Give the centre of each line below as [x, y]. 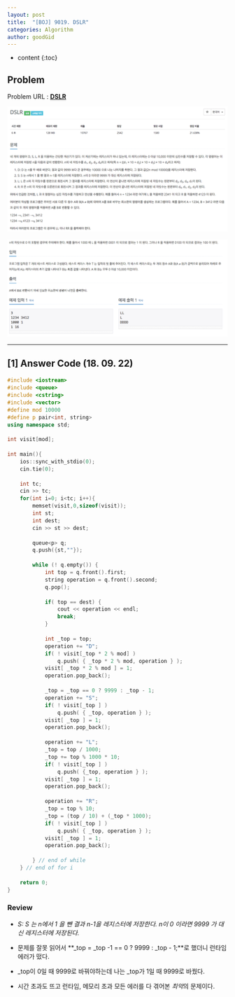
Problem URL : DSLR [37, 97]
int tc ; [31, 484]
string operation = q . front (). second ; [101, 580]
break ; [67, 617]
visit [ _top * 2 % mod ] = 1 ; [88, 669]
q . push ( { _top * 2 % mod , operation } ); [120, 661]
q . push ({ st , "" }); [57, 550]
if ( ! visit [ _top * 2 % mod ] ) [90, 654]
